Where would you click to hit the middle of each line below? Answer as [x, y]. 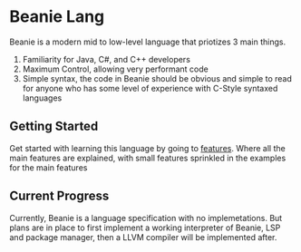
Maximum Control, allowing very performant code [115, 69]
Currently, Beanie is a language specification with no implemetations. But [146, 218]
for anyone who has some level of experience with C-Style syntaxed [150, 88]
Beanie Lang [57, 17]
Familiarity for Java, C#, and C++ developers [106, 59]
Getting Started [54, 126]
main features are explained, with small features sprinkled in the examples [148, 158]
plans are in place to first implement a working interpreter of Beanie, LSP [145, 228]
